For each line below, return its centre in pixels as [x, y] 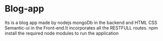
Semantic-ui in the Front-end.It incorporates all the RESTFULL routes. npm [81, 27]
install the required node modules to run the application [62, 33]
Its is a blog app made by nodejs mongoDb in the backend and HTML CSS [81, 22]
